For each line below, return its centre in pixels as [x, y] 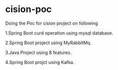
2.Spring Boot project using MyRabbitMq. [48, 43]
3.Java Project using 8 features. [38, 52]
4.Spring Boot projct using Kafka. [40, 62]
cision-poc [29, 9]
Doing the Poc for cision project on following [52, 23]
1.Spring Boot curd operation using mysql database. [59, 33]
